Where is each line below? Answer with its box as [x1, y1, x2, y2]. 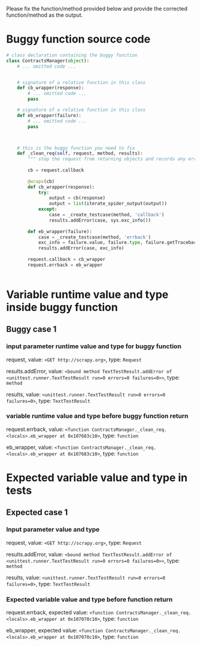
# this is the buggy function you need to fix [17, 145, 135, 151]
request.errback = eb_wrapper [28, 262, 103, 268]
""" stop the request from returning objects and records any [28, 156, 186, 162]
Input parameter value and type [6, 526, 100, 534]
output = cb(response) [48, 195, 106, 201]
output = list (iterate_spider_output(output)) [48, 201, 167, 207]
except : [38, 206, 58, 212]
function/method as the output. [6, 11, 83, 19]
